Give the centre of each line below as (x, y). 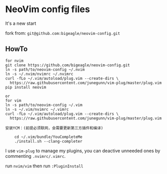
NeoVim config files (48, 9)
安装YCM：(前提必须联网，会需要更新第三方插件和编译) (54, 128)
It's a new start (21, 23)
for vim (13, 100)
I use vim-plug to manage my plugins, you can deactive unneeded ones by (83, 151)
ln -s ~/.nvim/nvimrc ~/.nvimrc (39, 74)
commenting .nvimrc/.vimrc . (35, 156)
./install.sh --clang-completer (48, 141)
